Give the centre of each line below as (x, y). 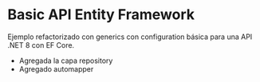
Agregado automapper (56, 68)
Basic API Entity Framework (101, 15)
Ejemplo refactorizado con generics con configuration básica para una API (130, 37)
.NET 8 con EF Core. (41, 45)
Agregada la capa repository (66, 61)
